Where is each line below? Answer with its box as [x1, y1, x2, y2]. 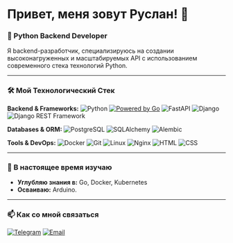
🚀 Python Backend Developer [7, 31, 107, 41]
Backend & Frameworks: [7, 104, 79, 112]
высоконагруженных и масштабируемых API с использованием [7, 54, 198, 62]
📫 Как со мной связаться [7, 210, 99, 219]
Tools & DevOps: [7, 138, 56, 146]
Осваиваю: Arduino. [17, 185, 78, 194]
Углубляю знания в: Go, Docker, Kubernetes [17, 178, 148, 187]
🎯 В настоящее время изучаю [7, 162, 112, 172]
